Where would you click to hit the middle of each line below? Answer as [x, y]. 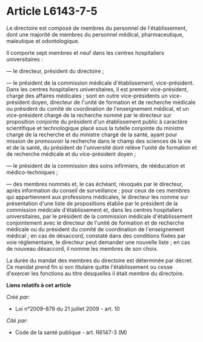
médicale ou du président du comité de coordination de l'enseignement [95, 229]
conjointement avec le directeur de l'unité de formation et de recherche [95, 223]
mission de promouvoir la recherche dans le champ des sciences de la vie [99, 141]
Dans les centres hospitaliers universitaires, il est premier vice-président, [97, 89]
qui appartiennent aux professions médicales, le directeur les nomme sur [98, 197]
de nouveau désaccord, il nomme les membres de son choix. [82, 248]
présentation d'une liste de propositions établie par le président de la [92, 203]
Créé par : [18, 297]
